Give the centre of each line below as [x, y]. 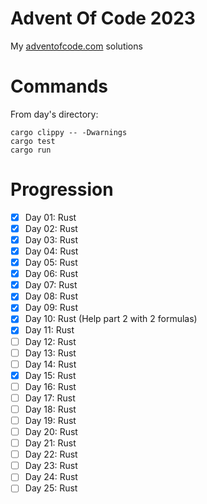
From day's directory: [54, 114]
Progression [62, 189]
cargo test [33, 141]
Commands [59, 86]
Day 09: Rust [51, 308]
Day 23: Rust [51, 466]
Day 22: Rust [51, 454]
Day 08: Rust [51, 296]
